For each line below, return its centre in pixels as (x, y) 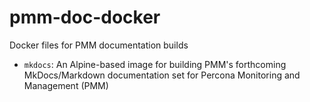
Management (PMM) (66, 85)
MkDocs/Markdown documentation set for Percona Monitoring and (162, 75)
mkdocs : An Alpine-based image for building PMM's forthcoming (155, 64)
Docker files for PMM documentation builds (99, 45)
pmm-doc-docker (85, 17)
